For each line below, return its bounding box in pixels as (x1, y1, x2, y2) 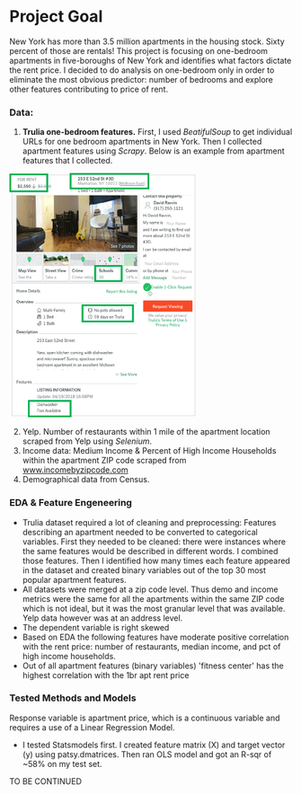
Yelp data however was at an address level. (22, 613, 183, 623)
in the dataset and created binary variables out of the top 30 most (22, 564, 267, 576)
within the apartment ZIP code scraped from (22, 455, 187, 466)
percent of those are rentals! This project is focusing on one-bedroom (9, 45, 268, 56)
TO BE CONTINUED (9, 775, 83, 787)
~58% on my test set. (22, 758, 102, 769)
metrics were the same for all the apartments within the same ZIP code (22, 593, 285, 604)
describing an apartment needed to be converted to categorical (22, 526, 258, 537)
